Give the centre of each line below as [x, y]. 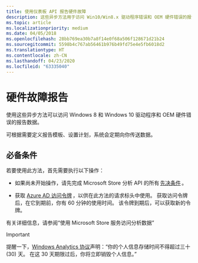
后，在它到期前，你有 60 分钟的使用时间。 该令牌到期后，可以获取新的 [100, 203]
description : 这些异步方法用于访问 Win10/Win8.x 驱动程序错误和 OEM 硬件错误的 [97, 17]
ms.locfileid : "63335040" [38, 66]
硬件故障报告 [37, 97]
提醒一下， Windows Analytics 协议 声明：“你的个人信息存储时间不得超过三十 [98, 247]
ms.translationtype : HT [35, 50]
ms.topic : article [29, 22]
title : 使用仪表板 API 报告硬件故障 [46, 11]
